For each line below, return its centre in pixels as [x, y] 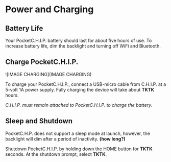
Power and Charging [50, 9]
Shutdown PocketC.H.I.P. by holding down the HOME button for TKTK [79, 149]
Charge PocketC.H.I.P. [42, 62]
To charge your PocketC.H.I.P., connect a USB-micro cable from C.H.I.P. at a [86, 84]
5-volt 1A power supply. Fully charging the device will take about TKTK [80, 89]
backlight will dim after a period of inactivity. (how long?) [66, 138]
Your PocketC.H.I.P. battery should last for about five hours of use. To [79, 40]
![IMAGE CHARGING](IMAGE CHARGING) [48, 74]
